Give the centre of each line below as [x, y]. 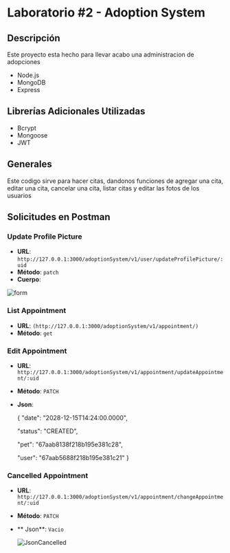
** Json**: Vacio [40, 529]
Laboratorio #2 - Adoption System [106, 13]
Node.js [28, 75]
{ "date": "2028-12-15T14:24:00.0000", [72, 418]
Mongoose [32, 135]
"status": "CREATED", [47, 431]
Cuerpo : [29, 279]
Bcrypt [26, 128]
